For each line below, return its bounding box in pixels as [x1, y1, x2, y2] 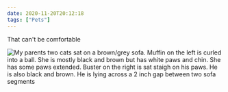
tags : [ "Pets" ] [7, 16, 51, 23]
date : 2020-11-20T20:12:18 [7, 10, 84, 17]
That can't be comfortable [7, 35, 81, 43]
